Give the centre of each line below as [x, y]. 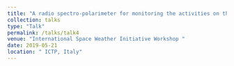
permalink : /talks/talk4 [43, 33]
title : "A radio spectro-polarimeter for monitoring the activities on [113, 13]
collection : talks [34, 20]
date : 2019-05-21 [32, 45]
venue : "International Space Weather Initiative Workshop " [96, 39]
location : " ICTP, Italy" [45, 52]
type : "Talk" [26, 26]
